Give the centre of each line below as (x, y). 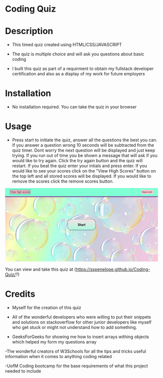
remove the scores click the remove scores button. (63, 181)
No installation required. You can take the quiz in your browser (74, 107)
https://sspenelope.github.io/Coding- (113, 269)
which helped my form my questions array (54, 342)
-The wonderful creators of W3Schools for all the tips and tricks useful (76, 351)
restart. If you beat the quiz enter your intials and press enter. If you (79, 166)
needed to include (23, 371)
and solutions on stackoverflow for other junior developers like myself (82, 322)
